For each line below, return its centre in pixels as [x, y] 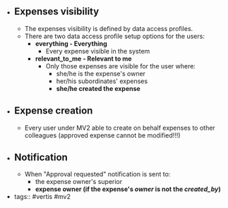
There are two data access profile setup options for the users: [114, 36]
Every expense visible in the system [98, 51]
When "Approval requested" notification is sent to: [97, 174]
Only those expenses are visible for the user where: [121, 66]
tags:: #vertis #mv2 [42, 197]
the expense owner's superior [79, 182]
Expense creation [53, 111]
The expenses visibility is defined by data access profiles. [109, 28]
